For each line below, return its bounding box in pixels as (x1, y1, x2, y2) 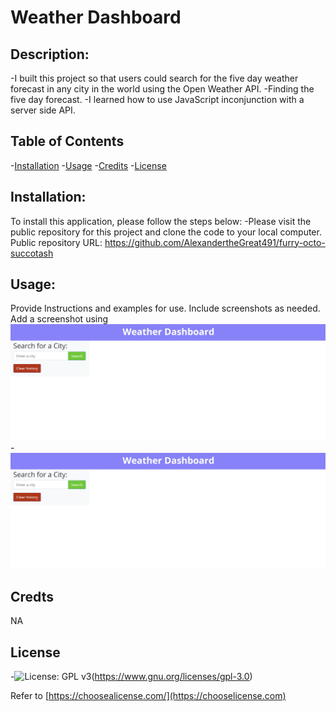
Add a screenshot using (10, 313, 109, 325)
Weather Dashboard (10, 6, 182, 29)
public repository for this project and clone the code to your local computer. (10, 226, 322, 238)
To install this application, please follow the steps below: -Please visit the (10, 215, 312, 227)
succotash (10, 247, 54, 259)
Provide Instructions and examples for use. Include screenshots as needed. (10, 302, 321, 315)
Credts (10, 588, 54, 605)
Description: (10, 46, 90, 63)
